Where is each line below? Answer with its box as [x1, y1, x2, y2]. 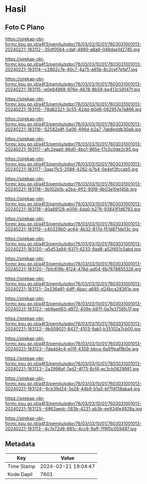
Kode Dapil [7, 471, 33, 478]
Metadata [5, 440, 35, 448]
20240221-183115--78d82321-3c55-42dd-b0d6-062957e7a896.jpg [5, 107, 142, 112]
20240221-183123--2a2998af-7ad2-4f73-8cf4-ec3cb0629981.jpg [5, 366, 139, 371]
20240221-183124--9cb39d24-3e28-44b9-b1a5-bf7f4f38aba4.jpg [5, 386, 141, 392]
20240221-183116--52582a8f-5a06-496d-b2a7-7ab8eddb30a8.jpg [5, 126, 141, 132]
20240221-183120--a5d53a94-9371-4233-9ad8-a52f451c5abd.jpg [5, 246, 141, 252]
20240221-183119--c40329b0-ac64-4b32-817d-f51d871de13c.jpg [5, 226, 139, 232]
